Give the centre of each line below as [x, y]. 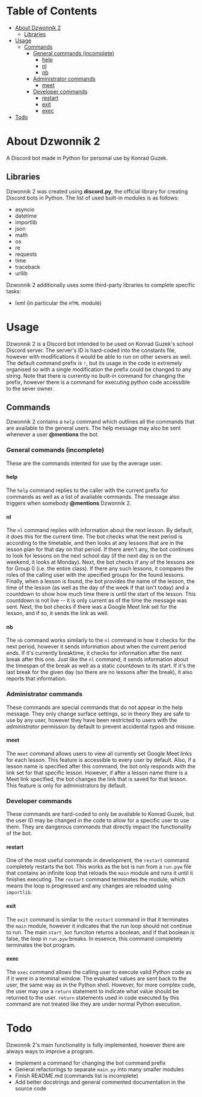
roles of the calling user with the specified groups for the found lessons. [96, 575]
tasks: [14, 291]
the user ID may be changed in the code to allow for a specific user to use [98, 821]
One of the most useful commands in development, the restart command [98, 860]
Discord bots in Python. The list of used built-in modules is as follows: [93, 198]
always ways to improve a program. [50, 1051]
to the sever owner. [30, 388]
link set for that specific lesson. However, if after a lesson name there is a [97, 773]
